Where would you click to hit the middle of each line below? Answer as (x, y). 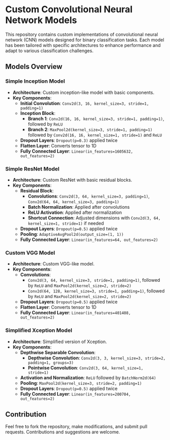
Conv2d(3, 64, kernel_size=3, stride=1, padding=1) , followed (94, 280)
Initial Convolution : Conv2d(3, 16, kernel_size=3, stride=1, (84, 103)
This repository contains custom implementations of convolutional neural (82, 34)
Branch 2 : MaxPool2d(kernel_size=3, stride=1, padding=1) (90, 129)
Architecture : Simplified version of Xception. (60, 341)
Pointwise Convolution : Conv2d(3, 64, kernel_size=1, (86, 368)
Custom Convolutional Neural (69, 9)
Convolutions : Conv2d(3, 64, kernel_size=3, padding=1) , (89, 196)
